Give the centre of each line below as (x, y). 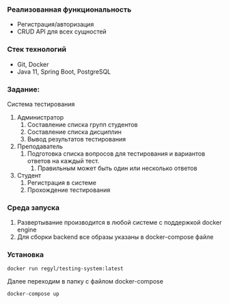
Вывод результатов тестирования (77, 139)
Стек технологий (37, 49)
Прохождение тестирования (69, 190)
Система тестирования (41, 104)
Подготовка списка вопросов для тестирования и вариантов (116, 153)
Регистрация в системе (62, 182)
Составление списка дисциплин (74, 132)
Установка (26, 255)
